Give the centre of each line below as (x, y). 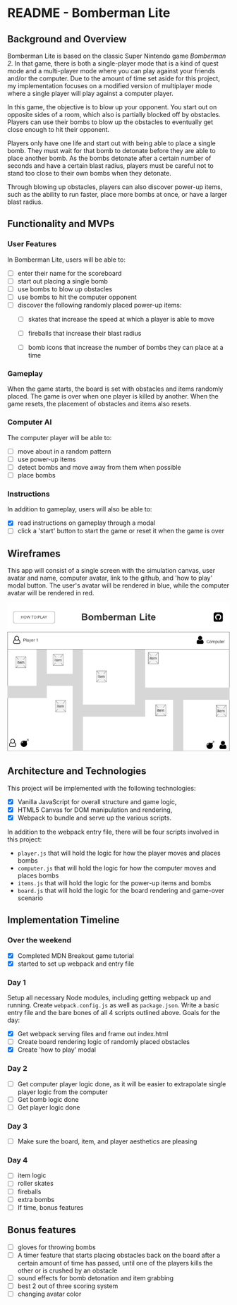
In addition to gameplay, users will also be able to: (80, 509)
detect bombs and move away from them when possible (99, 467)
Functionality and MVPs (61, 224)
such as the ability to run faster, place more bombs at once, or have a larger (117, 194)
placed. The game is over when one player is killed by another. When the (113, 396)
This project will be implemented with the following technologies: (102, 788)
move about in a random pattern (64, 451)
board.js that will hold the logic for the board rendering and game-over (121, 890)
